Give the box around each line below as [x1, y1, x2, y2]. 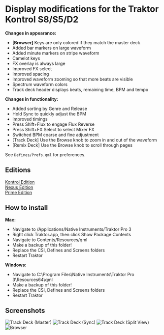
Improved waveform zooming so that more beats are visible [12, 76, 133, 82]
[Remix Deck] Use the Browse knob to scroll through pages [12, 142, 133, 148]
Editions [5, 166, 31, 174]
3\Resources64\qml [12, 277, 53, 282]
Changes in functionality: [5, 96, 58, 102]
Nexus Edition [5, 184, 33, 190]
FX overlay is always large [12, 60, 66, 66]
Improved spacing [12, 71, 49, 77]
